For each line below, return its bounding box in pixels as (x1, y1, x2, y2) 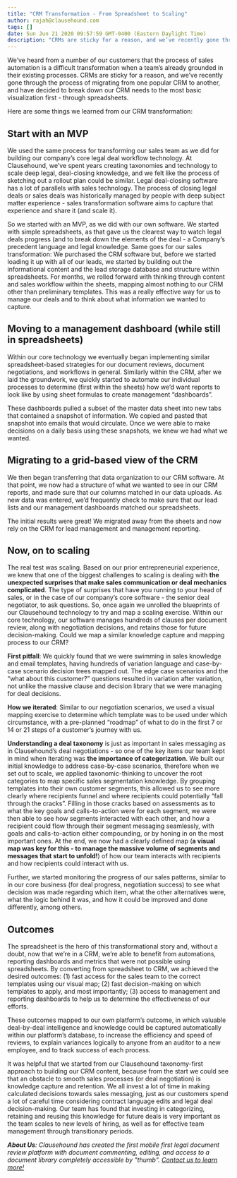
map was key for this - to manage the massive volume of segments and (7, 844, 221, 853)
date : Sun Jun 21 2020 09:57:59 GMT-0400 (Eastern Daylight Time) (7, 30, 207, 37)
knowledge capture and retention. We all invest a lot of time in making (7, 1082, 210, 1090)
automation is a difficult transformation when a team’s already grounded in (7, 64, 224, 72)
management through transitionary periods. (7, 1127, 134, 1136)
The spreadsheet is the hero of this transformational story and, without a (7, 942, 219, 951)
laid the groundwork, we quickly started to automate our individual (7, 375, 200, 383)
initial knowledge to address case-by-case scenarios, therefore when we (7, 762, 220, 770)
